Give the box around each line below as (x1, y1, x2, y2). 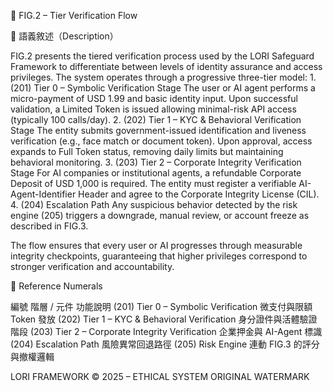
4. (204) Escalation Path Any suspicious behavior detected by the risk (10, 199, 298, 210)
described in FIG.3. (10, 220, 89, 232)
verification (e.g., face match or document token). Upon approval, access (10, 135, 313, 147)
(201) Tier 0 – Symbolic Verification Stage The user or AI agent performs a (10, 82, 316, 94)
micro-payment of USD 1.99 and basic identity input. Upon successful (10, 93, 298, 104)
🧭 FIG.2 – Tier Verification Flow (10, 10, 138, 21)
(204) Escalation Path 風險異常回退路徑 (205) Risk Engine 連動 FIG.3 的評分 (10, 338, 320, 350)
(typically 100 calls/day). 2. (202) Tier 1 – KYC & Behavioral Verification (10, 114, 302, 125)
